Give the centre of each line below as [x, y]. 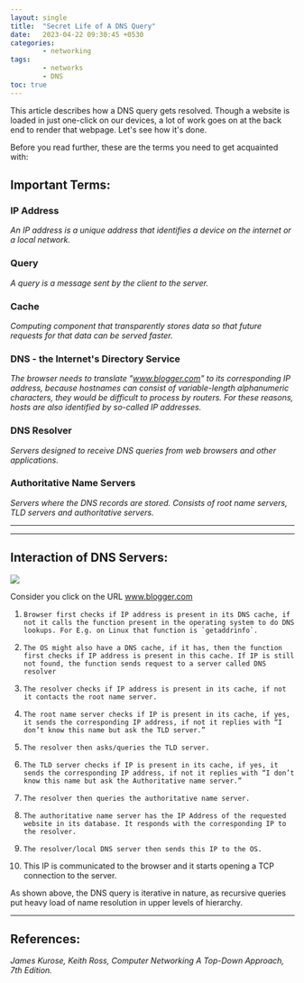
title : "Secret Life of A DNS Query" [83, 26]
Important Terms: [60, 185]
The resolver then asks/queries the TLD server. [116, 748]
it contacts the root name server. [90, 697]
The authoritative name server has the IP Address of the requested [155, 816]
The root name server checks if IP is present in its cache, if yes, [157, 714]
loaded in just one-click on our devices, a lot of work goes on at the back [146, 120]
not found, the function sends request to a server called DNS [145, 664]
